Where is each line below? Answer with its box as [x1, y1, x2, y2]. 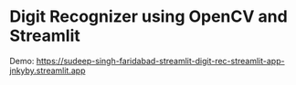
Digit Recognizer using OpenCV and [9, 6, 288, 27]
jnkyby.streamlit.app [9, 65, 86, 76]
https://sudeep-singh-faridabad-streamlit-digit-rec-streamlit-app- [36, 55, 285, 66]
